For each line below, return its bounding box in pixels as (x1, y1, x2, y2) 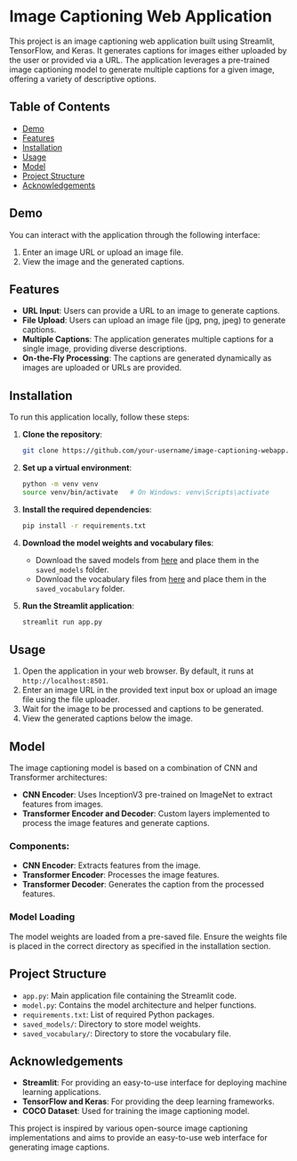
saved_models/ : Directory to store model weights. (21, 1018, 202, 1029)
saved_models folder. (35, 564, 109, 575)
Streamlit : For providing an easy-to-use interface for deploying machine (21, 1077, 287, 1088)
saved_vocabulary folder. (35, 583, 125, 593)
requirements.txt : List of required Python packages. (21, 1009, 215, 1019)
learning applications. (21, 1087, 102, 1098)
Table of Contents (9, 100, 111, 115)
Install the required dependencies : (21, 503, 153, 514)
